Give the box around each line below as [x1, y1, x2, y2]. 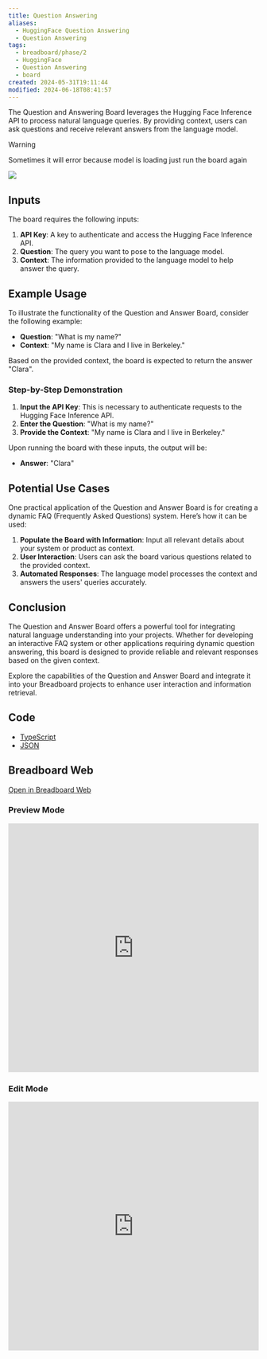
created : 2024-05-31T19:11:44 [8, 78, 109, 86]
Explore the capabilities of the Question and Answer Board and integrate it [8, 671, 251, 680]
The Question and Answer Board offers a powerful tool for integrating [8, 621, 236, 631]
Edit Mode [8, 1083, 48, 1094]
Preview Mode [8, 805, 65, 816]
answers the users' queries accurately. [19, 578, 147, 587]
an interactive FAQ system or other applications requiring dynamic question [8, 638, 255, 648]
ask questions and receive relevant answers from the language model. [8, 124, 238, 134]
